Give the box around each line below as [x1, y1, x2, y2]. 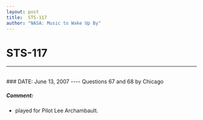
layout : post [6, 8, 39, 15]
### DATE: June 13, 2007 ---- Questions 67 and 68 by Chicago [6, 78, 164, 85]
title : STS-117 [6, 14, 47, 21]
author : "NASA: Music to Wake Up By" [6, 20, 101, 26]
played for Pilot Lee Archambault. [14, 107, 98, 115]
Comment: [6, 92, 34, 99]
